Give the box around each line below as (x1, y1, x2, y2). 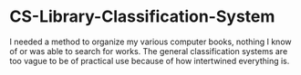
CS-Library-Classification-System (9, 6, 275, 27)
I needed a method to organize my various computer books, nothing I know (9, 36, 292, 47)
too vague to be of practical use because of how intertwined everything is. (9, 55, 290, 66)
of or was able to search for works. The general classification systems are (9, 45, 288, 56)
